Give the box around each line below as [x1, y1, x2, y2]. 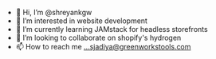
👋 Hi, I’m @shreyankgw [15, 8, 92, 17]
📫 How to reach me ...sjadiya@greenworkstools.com [15, 42, 191, 51]
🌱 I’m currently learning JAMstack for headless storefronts [15, 25, 209, 33]
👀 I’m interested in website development [15, 16, 147, 26]
